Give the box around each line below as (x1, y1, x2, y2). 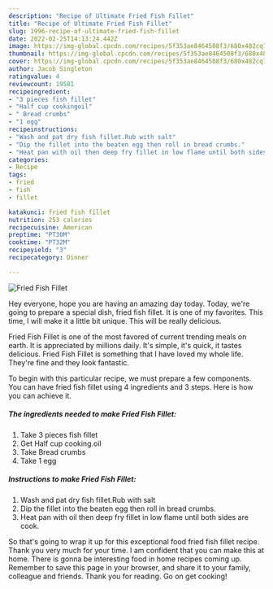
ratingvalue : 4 (8, 72, 60, 81)
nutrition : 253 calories (8, 216, 93, 224)
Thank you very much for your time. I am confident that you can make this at (8, 545, 265, 555)
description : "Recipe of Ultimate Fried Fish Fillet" (8, 11, 195, 20)
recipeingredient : (8, 87, 71, 96)
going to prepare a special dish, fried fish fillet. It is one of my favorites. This (8, 307, 264, 317)
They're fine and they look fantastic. (8, 357, 130, 367)
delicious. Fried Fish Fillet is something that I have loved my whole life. (8, 349, 244, 359)
